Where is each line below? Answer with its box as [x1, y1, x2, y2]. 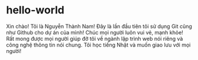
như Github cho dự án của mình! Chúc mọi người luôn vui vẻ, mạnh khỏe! [6, 29, 183, 36]
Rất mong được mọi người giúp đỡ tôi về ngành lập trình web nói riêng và [6, 35, 183, 42]
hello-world [6, 3, 65, 17]
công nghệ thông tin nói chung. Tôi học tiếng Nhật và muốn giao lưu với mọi [6, 41, 191, 48]
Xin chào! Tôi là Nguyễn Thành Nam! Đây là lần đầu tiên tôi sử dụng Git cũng [6, 23, 192, 30]
